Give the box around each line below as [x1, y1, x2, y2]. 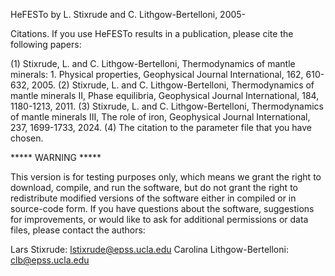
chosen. [10, 132, 44, 144]
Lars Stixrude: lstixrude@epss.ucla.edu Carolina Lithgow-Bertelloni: [10, 244, 289, 255]
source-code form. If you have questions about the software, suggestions [10, 203, 315, 214]
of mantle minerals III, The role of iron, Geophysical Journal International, [10, 111, 311, 123]
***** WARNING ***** [10, 152, 102, 163]
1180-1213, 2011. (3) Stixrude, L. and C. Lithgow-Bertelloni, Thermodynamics [10, 100, 324, 112]
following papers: [10, 39, 82, 50]
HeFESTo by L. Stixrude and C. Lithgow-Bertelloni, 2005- [10, 9, 247, 20]
